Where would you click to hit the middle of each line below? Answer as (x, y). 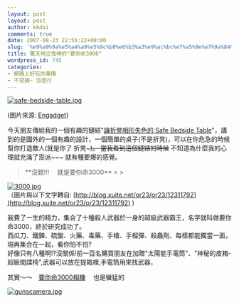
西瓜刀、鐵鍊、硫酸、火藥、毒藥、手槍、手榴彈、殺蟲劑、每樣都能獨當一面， (119, 235)
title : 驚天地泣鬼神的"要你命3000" (54, 54)
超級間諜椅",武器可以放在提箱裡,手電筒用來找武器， (82, 262)
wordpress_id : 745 (34, 61)
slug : (15, 47)
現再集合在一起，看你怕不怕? (50, 245)
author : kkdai (28, 27)
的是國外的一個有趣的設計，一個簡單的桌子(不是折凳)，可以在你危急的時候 (122, 139)
